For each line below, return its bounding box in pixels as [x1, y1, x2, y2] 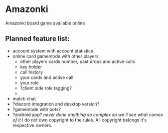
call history [20, 69, 43, 75]
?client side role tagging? [20, 85, 72, 91]
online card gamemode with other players [12, 53, 99, 59]
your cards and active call [20, 74, 74, 80]
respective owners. [12, 122, 53, 128]
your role [20, 79, 39, 85]
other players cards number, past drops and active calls [20, 58, 135, 64]
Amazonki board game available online [5, 20, 85, 26]
